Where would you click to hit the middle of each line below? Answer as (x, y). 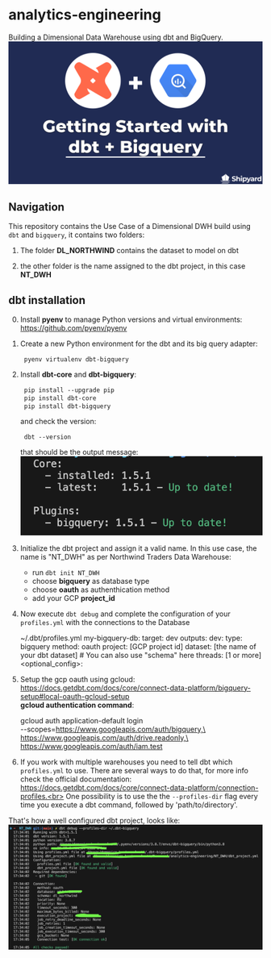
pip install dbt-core (60, 398)
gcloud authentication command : (77, 705)
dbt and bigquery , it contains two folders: (77, 235)
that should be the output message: (79, 452)
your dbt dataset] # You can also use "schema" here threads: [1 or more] (141, 655)
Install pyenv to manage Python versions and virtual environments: (131, 319)
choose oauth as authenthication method (101, 589)
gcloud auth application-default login (81, 720)
